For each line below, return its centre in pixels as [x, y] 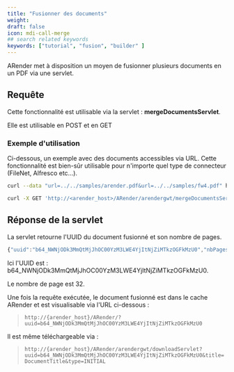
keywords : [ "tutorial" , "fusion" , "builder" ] [76, 46]
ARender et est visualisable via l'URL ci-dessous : [78, 305]
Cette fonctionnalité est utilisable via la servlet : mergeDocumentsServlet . [114, 111]
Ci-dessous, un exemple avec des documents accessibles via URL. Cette [112, 159]
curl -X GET [24, 198]
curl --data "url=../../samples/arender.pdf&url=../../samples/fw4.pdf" [115, 186]
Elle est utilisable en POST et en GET [60, 125]
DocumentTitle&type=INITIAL [65, 361]
